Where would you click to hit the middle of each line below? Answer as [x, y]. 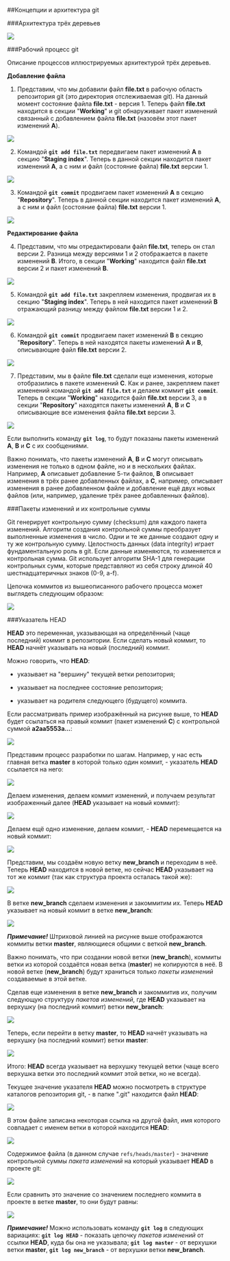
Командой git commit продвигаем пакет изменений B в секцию [110, 335]
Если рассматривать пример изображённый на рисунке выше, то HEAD [113, 714]
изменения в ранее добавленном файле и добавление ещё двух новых [111, 488]
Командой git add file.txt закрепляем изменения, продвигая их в [116, 295]
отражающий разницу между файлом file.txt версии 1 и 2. [102, 309]
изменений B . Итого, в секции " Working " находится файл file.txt [112, 261]
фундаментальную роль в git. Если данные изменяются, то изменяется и [114, 551]
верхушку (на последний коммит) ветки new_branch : [86, 1007]
